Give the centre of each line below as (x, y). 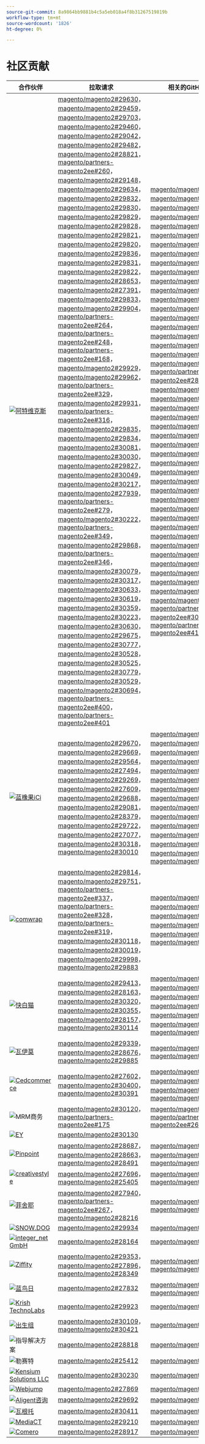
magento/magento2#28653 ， (101, 281)
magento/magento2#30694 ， (101, 691)
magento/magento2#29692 (98, 1400)
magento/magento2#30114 (98, 1028)
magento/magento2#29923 (98, 1307)
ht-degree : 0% (24, 29)
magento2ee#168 (84, 359)
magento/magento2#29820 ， (101, 244)
